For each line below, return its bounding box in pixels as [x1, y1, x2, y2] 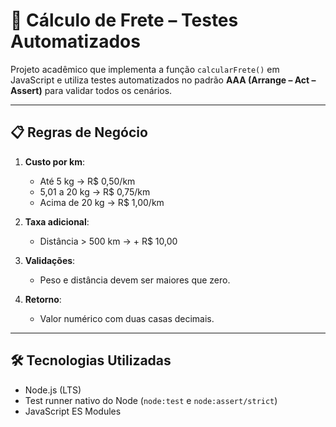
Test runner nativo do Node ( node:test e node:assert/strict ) [24, 394, 278, 406]
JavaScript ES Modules [24, 405, 122, 417]
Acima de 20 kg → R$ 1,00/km [39, 196, 165, 208]
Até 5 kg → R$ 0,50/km [39, 175, 136, 187]
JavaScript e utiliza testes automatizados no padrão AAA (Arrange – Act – [10, 74, 317, 86]
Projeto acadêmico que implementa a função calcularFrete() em [10, 63, 280, 75]
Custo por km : [24, 155, 85, 168]
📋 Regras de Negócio [10, 124, 148, 141]
